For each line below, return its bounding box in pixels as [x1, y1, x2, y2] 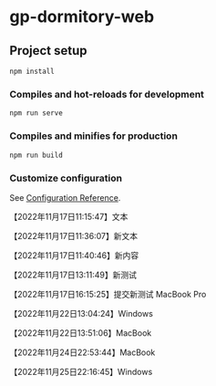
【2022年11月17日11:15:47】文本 [9, 211, 129, 222]
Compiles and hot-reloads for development [9, 88, 205, 100]
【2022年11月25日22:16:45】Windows [9, 366, 153, 377]
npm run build [9, 151, 64, 160]
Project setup [9, 43, 88, 58]
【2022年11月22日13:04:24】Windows [9, 308, 153, 318]
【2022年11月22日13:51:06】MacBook [9, 327, 152, 339]
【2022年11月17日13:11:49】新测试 [9, 269, 137, 280]
